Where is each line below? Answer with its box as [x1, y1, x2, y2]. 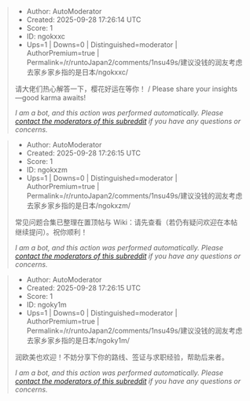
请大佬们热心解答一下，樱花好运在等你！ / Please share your [14, 84, 211, 93]
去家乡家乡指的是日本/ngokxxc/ [26, 67, 129, 77]
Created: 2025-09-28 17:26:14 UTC [26, 15, 142, 24]
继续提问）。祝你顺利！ [14, 228, 88, 236]
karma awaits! [40, 93, 86, 102]
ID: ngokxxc [26, 31, 66, 41]
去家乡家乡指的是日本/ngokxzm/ [26, 201, 131, 210]
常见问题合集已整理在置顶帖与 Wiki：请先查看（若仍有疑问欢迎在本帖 [14, 217, 237, 227]
